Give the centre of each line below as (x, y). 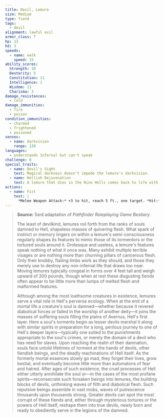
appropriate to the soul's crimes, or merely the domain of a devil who (86, 338)
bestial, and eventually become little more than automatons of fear (83, 364)
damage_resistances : (26, 96)
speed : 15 (24, 60)
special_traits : (21, 164)
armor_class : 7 (20, 37)
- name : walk (23, 55)
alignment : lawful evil (29, 32)
